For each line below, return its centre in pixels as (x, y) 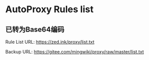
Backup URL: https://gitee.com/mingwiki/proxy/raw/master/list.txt (75, 52)
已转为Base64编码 (35, 29)
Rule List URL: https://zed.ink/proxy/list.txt (50, 42)
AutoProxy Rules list (50, 9)
